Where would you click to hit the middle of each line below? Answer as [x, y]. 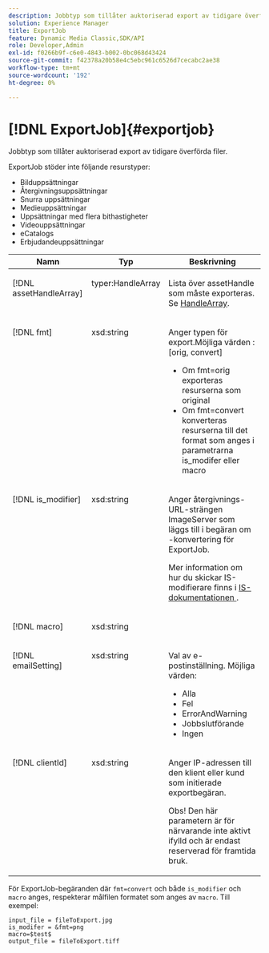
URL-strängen [195, 509]
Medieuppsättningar [53, 208]
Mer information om [205, 568]
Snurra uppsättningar [55, 199]
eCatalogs [37, 234]
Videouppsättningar [52, 225]
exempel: [23, 906]
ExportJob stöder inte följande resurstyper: [79, 167]
